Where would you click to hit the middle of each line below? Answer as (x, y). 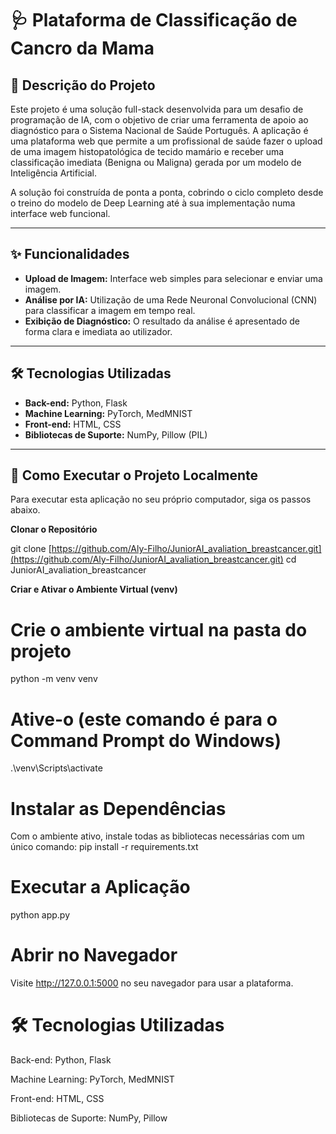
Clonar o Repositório (54, 529)
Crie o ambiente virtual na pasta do (159, 629)
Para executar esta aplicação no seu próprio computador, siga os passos (161, 499)
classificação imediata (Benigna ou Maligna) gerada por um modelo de (156, 162)
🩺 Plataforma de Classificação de (154, 20)
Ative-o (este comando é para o (144, 719)
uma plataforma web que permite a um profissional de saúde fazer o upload (166, 141)
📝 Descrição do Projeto (83, 85)
